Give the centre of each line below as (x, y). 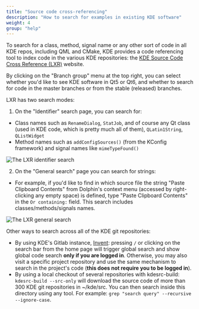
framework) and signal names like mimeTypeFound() (77, 148)
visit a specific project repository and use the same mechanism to (95, 262)
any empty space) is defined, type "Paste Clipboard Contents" (112, 196)
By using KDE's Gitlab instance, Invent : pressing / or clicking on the (97, 243)
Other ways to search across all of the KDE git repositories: (78, 231)
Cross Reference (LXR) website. (45, 64)
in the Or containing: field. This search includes (74, 202)
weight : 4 (18, 23)
